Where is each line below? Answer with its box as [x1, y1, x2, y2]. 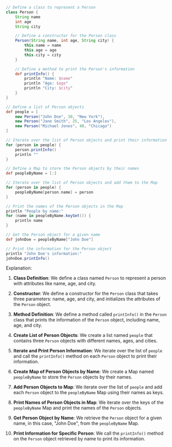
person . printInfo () [15, 147, 57, 152]
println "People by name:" [6, 208, 64, 213]
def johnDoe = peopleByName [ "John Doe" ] [6, 237, 94, 242]
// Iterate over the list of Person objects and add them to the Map [6, 180, 158, 185]
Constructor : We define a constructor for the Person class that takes [13, 291, 159, 297]
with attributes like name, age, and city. [13, 280, 97, 287]
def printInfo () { [15, 71, 54, 77]
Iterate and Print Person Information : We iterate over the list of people [13, 348, 163, 354]
